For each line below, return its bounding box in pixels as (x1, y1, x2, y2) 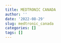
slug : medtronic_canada (5, 21, 54, 26)
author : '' (5, 12, 28, 17)
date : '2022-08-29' (5, 16, 45, 21)
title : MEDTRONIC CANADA (5, 7, 56, 12)
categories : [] (5, 26, 36, 31)
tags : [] (5, 30, 23, 35)
